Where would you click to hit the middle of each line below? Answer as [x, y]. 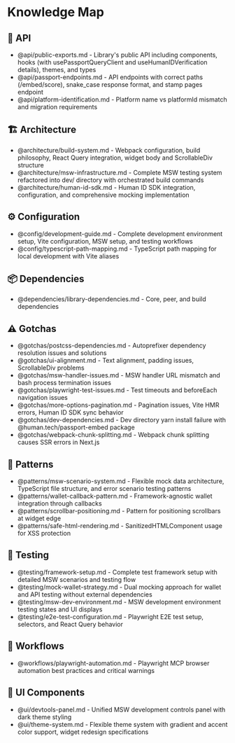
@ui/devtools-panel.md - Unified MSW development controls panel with [121, 709]
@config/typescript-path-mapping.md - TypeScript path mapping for [117, 249]
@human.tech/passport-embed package [76, 427]
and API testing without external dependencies [85, 594]
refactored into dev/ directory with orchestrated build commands [111, 180]
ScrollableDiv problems [51, 368]
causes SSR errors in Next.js [58, 443]
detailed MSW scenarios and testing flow [77, 579]
